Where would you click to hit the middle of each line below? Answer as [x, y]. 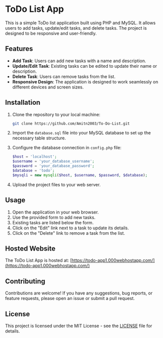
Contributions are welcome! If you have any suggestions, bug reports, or [79, 293]
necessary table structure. [39, 138]
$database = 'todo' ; [33, 171]
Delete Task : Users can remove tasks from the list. [64, 76]
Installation [23, 103]
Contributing [25, 281]
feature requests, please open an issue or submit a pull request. [70, 298]
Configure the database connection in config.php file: [67, 148]
